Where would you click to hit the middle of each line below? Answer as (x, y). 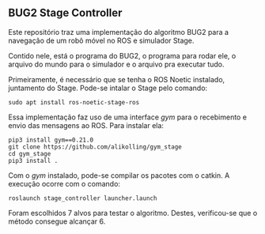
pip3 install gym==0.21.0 (51, 140)
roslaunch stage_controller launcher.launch (83, 198)
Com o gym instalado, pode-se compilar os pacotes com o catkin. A (119, 175)
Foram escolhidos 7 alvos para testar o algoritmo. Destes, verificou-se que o (133, 213)
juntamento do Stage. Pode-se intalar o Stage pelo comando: (108, 88)
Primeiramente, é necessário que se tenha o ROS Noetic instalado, (117, 79)
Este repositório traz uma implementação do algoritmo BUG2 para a (119, 32)
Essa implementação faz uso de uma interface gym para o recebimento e (128, 117)
